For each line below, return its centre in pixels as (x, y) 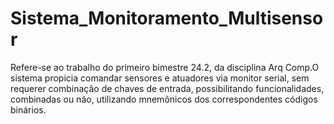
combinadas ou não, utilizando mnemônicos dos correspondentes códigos (164, 99)
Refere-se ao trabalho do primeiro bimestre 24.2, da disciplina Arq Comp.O (165, 67)
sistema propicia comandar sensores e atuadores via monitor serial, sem (160, 78)
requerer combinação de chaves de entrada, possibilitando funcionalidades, (167, 88)
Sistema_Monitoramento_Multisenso (167, 18)
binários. (28, 109)
